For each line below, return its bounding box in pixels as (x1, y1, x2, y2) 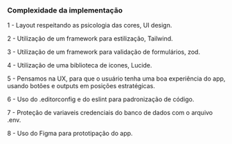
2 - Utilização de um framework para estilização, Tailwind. (7, 34, 173, 43)
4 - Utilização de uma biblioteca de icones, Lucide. (7, 61, 152, 70)
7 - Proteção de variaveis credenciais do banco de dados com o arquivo (7, 109, 213, 117)
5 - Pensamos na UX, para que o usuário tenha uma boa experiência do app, (7, 74, 226, 83)
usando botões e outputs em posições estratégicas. (7, 82, 156, 90)
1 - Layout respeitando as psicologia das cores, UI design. (7, 21, 172, 30)
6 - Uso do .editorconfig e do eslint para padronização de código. (7, 95, 195, 103)
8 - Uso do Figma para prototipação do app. (7, 130, 133, 138)
